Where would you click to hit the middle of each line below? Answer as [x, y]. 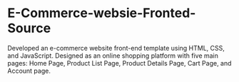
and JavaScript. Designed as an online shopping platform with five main [113, 56]
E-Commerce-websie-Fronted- [102, 13]
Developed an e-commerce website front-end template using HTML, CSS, [116, 48]
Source [29, 28]
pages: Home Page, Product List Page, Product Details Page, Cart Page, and [119, 63]
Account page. [29, 71]
